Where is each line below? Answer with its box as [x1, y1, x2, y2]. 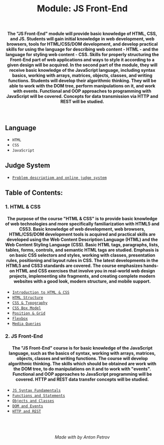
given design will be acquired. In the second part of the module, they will [7, 62, 158, 68]
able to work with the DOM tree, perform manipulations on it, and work [9, 83, 156, 89]
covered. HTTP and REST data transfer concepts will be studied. [15, 376, 149, 382]
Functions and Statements [12, 393, 65, 398]
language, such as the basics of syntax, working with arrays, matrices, [8, 350, 156, 356]
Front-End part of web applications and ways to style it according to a [10, 57, 155, 62]
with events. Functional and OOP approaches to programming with [13, 88, 152, 94]
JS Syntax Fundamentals [12, 388, 61, 393]
